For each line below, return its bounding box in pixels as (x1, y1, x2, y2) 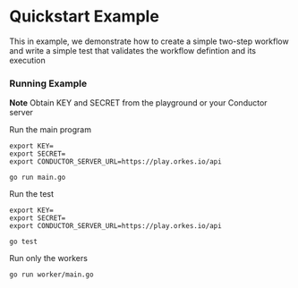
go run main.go (9, 173, 66, 182)
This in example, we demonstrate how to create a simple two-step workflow (9, 36, 289, 47)
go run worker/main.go (9, 270, 94, 279)
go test (9, 237, 38, 247)
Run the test (9, 189, 55, 199)
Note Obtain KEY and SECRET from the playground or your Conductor (9, 97, 268, 108)
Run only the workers (9, 253, 88, 264)
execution (9, 55, 47, 65)
